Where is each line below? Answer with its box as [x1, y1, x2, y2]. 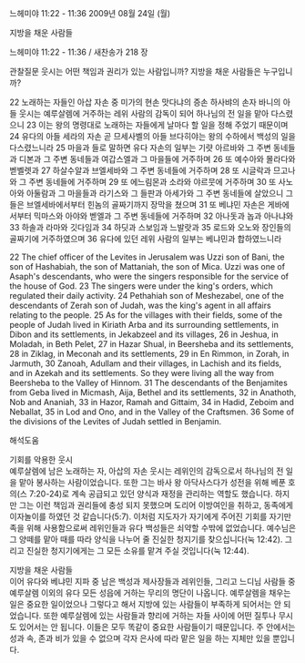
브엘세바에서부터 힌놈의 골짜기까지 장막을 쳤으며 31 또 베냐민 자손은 [25, 199, 266, 209]
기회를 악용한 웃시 [9, 454, 73, 464]
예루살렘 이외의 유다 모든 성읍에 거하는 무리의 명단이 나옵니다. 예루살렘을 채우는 [9, 587, 291, 598]
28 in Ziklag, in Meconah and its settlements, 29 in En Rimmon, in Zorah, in [9, 349, 290, 359]
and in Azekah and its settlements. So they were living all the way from [9, 368, 275, 378]
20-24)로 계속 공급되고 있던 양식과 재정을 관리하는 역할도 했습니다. [36, 488, 273, 499]
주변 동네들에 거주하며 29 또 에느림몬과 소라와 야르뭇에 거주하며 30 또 [28, 177, 277, 187]
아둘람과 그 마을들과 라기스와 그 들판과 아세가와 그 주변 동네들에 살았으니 [25, 188, 284, 199]
